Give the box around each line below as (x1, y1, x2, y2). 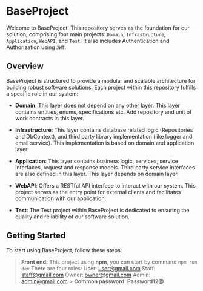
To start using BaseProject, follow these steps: (6, 246, 122, 253)
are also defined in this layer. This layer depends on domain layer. (15, 170, 179, 177)
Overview (6, 61, 44, 71)
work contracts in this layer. (15, 114, 85, 122)
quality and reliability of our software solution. (15, 213, 130, 220)
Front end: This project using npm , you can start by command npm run (21, 258, 198, 266)
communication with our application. (15, 195, 107, 202)
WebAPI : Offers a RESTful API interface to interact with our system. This (15, 181, 196, 189)
